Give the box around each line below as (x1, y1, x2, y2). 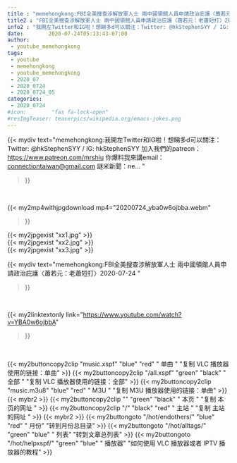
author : (7, 37, 30, 44)
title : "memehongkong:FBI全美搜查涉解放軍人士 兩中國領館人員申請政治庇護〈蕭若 (7, 10, 226, 18)
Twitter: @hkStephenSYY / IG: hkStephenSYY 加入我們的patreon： (7, 144, 201, 152)
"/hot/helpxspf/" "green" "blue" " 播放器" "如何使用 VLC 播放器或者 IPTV (7, 438, 218, 447)
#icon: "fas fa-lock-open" (7, 109, 109, 116)
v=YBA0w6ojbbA (7, 318, 56, 326)
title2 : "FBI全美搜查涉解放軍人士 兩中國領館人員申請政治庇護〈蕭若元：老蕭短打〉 (7, 17, 225, 24)
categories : (7, 96, 42, 103)
